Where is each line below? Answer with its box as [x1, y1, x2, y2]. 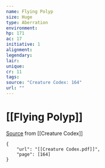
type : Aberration [6, 19, 48, 25]
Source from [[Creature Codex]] [6, 130, 83, 137]
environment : [6, 25, 38, 31]
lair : [6, 58, 19, 63]
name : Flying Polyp [6, 8, 54, 15]
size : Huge [6, 14, 33, 20]
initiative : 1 [6, 42, 41, 48]
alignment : [6, 47, 33, 53]
